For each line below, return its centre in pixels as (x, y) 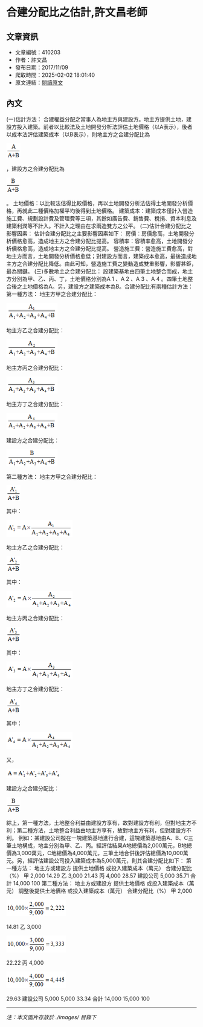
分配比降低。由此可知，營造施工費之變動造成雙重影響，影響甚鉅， (114, 263)
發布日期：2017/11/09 (41, 67)
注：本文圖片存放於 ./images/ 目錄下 (51, 1017)
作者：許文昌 (31, 60)
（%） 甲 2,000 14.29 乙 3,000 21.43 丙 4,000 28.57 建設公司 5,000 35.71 (98, 876)
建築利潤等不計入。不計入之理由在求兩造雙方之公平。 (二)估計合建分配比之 (99, 226)
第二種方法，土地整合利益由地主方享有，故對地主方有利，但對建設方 (101, 830)
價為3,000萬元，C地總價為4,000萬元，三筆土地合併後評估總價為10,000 (95, 853)
